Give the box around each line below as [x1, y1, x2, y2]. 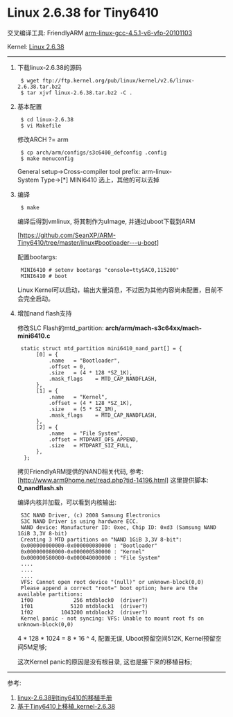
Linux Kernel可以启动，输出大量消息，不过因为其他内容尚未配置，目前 [17, 286, 217, 294]
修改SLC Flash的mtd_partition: [17, 324, 104, 332]
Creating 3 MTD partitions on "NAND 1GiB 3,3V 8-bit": [20, 536, 182, 543]
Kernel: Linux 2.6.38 [7, 42, 64, 51]
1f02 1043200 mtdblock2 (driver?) [20, 609, 148, 616]
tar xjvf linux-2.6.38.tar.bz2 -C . [26, 89, 133, 96]
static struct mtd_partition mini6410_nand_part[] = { [20, 345, 182, 352]
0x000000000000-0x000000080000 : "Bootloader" [20, 542, 157, 549]
